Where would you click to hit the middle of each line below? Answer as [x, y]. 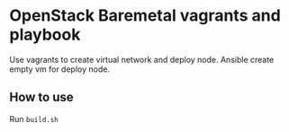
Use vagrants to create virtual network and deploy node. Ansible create [142, 59]
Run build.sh [34, 119]
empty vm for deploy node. [60, 69]
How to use [41, 97]
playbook [45, 35]
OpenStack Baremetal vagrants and [145, 16]
